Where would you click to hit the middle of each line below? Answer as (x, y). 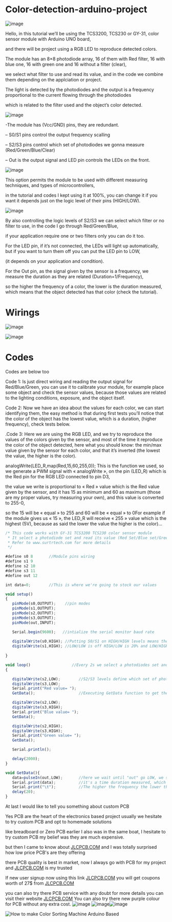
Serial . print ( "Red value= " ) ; (44, 688)
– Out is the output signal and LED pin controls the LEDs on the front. (78, 160)
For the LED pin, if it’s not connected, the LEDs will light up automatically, (82, 246)
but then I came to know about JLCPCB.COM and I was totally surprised (81, 847)
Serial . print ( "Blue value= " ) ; (46, 712)
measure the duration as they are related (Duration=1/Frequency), (74, 276)
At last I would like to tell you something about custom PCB (67, 806)
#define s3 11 (20, 571)
